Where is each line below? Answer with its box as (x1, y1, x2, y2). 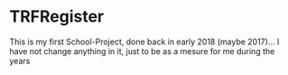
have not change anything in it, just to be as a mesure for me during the (9, 45, 275, 56)
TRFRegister (9, 6, 105, 27)
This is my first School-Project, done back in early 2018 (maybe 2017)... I (9, 36, 280, 47)
